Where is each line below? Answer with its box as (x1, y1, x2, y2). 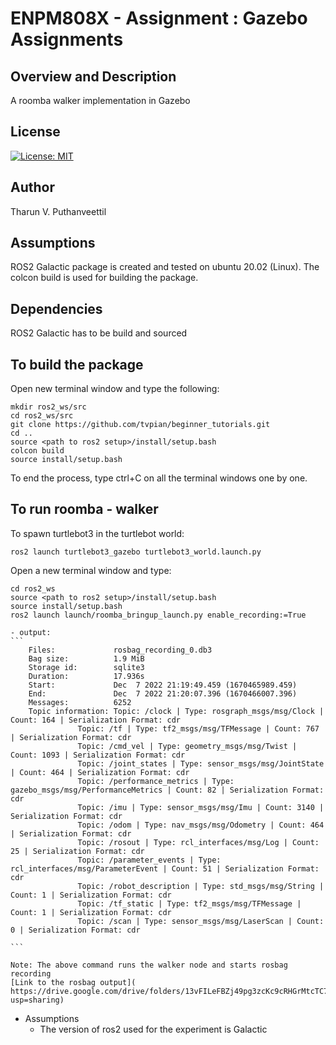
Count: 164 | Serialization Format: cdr (10, 715, 182, 725)
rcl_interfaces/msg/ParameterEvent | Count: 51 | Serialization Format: (10, 863, 320, 874)
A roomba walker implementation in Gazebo (10, 95, 191, 106)
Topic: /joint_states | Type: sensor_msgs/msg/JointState (77, 758, 325, 769)
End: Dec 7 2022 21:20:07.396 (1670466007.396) (28, 688, 298, 699)
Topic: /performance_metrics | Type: (77, 776, 235, 786)
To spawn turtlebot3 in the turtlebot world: (10, 527, 185, 539)
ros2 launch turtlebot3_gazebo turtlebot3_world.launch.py (10, 547, 262, 557)
